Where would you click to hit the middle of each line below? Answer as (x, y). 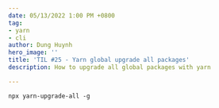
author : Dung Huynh (40, 45)
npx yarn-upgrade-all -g (49, 96)
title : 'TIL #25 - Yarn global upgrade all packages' (99, 60)
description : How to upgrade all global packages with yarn (110, 67)
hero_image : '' (33, 52)
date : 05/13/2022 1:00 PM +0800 (61, 15)
